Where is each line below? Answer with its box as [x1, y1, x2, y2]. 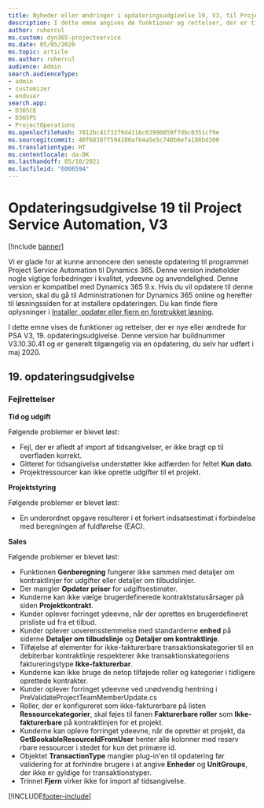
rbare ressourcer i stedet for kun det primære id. [19, 743, 177, 752]
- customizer [8, 84, 51, 93]
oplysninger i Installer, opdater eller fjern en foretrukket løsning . [8, 307, 214, 316]
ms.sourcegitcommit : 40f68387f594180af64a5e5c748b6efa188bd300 [8, 135, 220, 144]
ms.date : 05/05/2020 [8, 41, 76, 49]
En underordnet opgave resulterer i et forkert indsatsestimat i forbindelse [19, 513, 256, 522]
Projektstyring [8, 482, 57, 492]
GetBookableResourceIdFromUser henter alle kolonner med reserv [19, 734, 240, 743]
